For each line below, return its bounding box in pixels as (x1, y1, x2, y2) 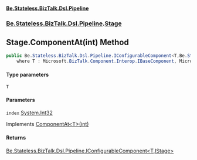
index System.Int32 (6, 109, 53, 117)
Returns (6, 134, 26, 141)
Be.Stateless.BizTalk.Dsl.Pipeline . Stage (6, 19, 122, 28)
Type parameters (6, 71, 49, 78)
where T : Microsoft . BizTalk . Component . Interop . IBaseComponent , (16, 59, 177, 64)
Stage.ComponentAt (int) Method (6, 37, 129, 47)
